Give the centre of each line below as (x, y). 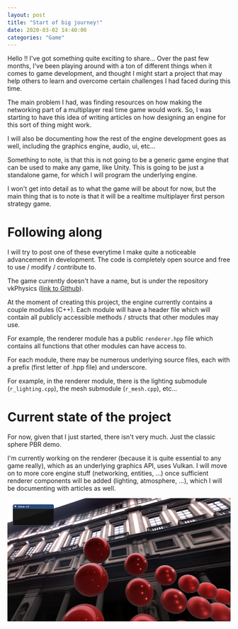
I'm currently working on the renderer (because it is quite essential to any (114, 458)
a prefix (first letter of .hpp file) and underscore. (77, 367)
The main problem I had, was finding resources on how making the (105, 102)
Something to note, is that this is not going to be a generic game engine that (118, 160)
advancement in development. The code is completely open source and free (119, 260)
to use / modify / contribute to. (52, 267)
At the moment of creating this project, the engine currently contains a (110, 302)
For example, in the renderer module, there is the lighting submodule (107, 381)
